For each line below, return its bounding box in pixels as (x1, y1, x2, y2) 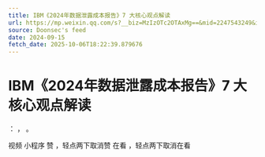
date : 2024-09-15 (8, 33, 65, 42)
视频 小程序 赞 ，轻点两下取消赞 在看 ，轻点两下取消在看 (8, 141, 191, 150)
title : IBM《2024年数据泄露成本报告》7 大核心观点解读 (8, 11, 171, 20)
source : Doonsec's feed (8, 26, 87, 34)
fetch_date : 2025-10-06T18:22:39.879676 (8, 41, 144, 49)
